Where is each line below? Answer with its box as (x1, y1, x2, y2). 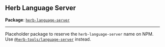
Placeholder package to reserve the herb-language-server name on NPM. (5, 31, 154, 37)
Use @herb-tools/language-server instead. (5, 36, 91, 42)
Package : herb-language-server (5, 17, 70, 23)
